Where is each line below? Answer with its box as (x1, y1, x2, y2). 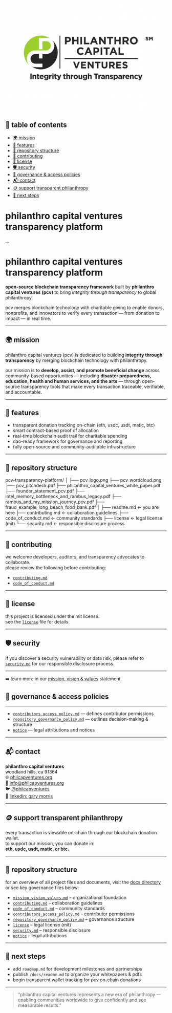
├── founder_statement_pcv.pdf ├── (5, 488, 85, 494)
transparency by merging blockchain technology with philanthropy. (5, 357, 147, 363)
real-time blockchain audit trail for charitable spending (12, 433, 127, 439)
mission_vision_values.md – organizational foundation (12, 894, 127, 900)
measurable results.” (17, 1002, 61, 1008)
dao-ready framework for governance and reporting (12, 438, 123, 444)
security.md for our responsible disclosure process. (5, 660, 115, 666)
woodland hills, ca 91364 (5, 769, 58, 775)
